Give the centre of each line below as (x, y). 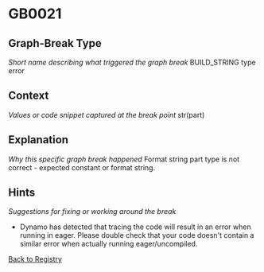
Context (29, 96)
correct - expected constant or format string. (82, 167)
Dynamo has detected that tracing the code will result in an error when (136, 227)
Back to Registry (35, 259)
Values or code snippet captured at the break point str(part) (107, 115)
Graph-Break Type (55, 43)
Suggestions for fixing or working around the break (92, 212)
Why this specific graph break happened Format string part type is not (124, 159)
